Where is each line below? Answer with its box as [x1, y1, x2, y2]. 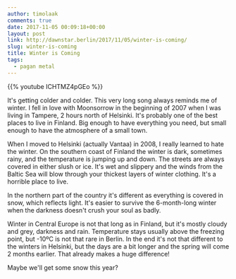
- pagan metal [13, 63, 55, 70]
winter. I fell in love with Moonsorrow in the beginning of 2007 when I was [7, 103, 222, 112]
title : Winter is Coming [7, 50, 80, 57]
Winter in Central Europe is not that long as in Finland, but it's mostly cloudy [7, 220, 228, 228]
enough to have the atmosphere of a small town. [7, 126, 148, 134]
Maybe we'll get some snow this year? [7, 263, 118, 272]
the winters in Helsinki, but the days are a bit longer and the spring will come [7, 242, 230, 251]
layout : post [7, 30, 46, 37]
